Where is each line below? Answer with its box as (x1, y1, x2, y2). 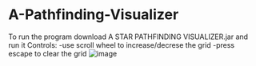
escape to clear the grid (8, 49, 87, 58)
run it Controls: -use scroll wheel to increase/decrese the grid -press (8, 40, 234, 49)
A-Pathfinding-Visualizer (8, 6, 179, 24)
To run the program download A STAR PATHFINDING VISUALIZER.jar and (8, 32, 249, 41)
